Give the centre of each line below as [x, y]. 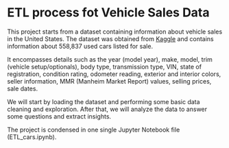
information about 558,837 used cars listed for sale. [80, 46]
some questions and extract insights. [59, 116]
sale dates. [23, 88]
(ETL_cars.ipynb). [32, 137]
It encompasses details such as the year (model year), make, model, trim [110, 59]
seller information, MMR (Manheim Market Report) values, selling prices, [109, 81]
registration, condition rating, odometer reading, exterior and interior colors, [114, 74]
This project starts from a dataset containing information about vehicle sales [115, 32]
